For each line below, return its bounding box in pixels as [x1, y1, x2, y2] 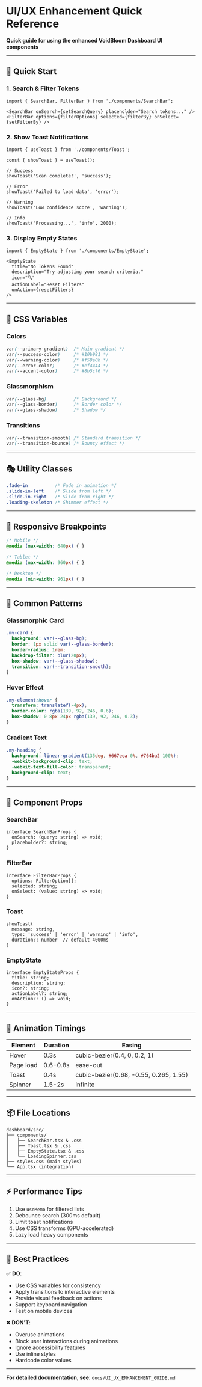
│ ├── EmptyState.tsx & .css [6, 1148, 85, 1154]
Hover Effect [6, 684, 44, 692]
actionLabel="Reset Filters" [11, 281, 85, 288]
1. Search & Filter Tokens [6, 84, 79, 93]
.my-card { [6, 630, 34, 636]
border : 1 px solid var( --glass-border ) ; [11, 641, 114, 648]
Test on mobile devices [14, 1308, 73, 1315]
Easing [121, 1041, 142, 1049]
